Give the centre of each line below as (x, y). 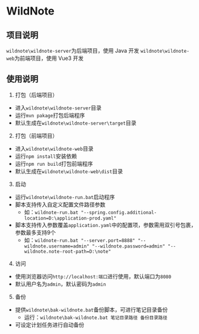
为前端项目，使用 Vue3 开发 (49, 58)
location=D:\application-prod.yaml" (70, 218)
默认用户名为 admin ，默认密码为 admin (60, 284)
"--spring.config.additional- (119, 212)
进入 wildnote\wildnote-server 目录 (58, 108)
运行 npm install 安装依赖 (46, 156)
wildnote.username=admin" (57, 246)
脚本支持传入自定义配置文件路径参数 (60, 205)
